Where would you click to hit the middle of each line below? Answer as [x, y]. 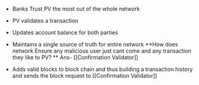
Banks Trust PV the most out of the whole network [76, 9]
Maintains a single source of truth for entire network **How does [95, 44]
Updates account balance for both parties [65, 32]
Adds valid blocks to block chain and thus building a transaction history [103, 69]
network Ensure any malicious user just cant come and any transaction [102, 51]
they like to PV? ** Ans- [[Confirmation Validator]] [75, 57]
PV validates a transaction [45, 20]
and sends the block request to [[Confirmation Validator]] [85, 76]
